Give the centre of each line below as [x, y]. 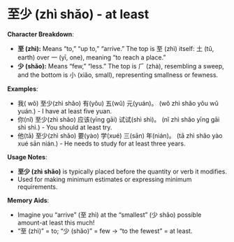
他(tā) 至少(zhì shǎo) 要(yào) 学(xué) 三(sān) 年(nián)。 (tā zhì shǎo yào [120, 135]
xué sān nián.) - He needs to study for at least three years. [101, 143]
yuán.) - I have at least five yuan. [65, 111]
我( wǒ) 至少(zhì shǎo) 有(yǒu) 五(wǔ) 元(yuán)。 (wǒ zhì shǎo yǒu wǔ [118, 103]
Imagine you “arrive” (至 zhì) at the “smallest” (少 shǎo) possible [109, 215]
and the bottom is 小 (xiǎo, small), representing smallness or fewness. [118, 75]
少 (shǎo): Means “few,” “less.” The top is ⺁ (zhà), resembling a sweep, [121, 66]
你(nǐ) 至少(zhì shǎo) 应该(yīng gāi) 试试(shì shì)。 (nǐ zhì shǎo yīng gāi [118, 119]
